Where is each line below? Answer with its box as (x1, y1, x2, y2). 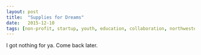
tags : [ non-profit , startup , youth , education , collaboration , (6, 25, 167, 32)
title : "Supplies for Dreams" (6, 14, 84, 20)
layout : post (6, 8, 39, 15)
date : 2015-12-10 (6, 20, 55, 26)
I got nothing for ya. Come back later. (6, 42, 98, 49)
